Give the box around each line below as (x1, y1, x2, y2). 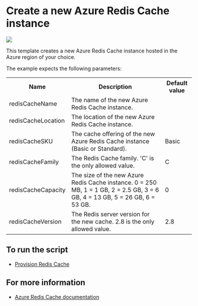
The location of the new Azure (71, 113, 155, 121)
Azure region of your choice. (6, 53, 75, 60)
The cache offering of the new (71, 130, 155, 138)
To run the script (6, 245, 68, 255)
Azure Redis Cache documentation (14, 293, 100, 300)
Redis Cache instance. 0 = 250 (71, 178, 157, 186)
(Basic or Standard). (71, 144, 127, 153)
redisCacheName (9, 99, 58, 107)
